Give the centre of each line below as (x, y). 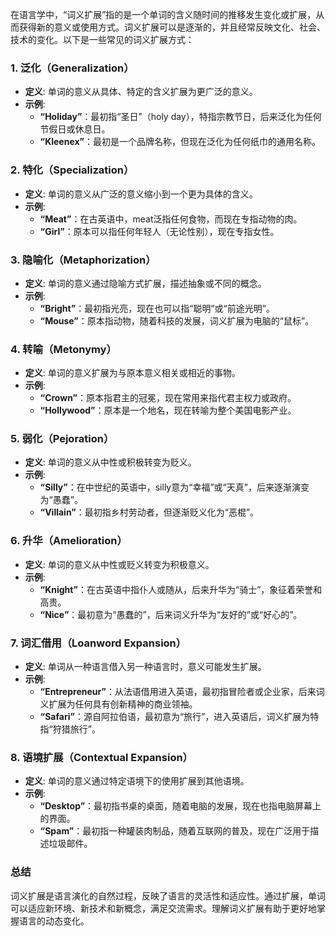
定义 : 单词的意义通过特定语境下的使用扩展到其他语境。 (137, 781)
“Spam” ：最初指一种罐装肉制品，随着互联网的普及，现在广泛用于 (175, 831)
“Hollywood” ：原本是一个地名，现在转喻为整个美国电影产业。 (168, 410)
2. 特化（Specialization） (72, 170)
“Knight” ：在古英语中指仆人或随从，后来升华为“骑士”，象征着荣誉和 (181, 589)
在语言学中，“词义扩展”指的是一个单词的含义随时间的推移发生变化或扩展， (163, 14)
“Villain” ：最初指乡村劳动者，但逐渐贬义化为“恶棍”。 (149, 512)
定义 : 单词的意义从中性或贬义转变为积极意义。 (119, 564)
